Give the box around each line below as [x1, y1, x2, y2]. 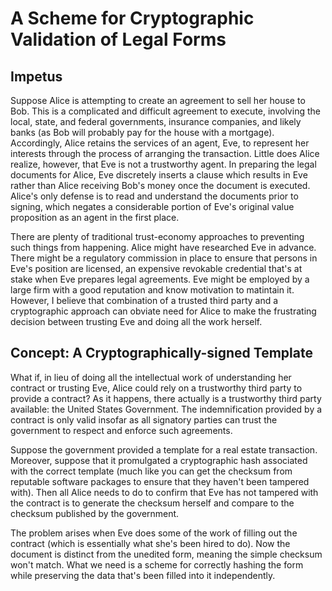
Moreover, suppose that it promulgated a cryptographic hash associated [10, 454, 308, 466]
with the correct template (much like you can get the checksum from [10, 465, 293, 477]
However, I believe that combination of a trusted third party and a [10, 295, 279, 306]
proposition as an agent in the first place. [10, 212, 180, 223]
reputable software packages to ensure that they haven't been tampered [10, 475, 310, 487]
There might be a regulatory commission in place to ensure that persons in [10, 252, 318, 264]
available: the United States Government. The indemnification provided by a [10, 403, 323, 415]
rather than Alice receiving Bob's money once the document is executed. [10, 180, 311, 191]
